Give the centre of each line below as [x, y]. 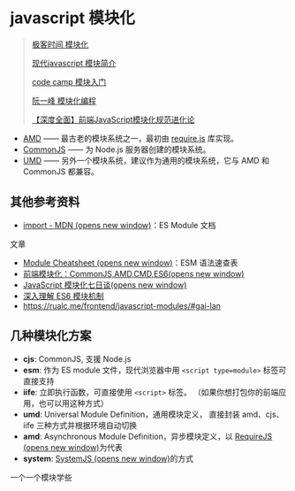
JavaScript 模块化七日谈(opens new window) [105, 285]
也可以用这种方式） [73, 403]
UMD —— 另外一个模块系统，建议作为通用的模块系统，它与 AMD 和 [146, 160]
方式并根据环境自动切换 [95, 425]
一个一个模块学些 [41, 477]
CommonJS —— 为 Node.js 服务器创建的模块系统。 [117, 149]
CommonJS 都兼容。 [61, 171]
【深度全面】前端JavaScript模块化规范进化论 [113, 119]
